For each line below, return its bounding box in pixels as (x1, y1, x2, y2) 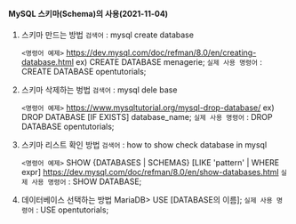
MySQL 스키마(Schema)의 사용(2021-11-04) (8, 8, 169, 19)
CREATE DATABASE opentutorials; (20, 67, 147, 77)
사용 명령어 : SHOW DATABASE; (31, 176, 142, 187)
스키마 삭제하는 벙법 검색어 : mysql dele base (20, 84, 178, 95)
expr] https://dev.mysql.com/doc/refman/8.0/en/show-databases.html (20, 167, 279, 178)
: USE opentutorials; (36, 204, 109, 215)
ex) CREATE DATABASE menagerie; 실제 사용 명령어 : (76, 57, 263, 68)
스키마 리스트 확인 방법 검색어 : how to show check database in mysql (20, 140, 268, 150)
